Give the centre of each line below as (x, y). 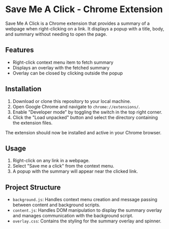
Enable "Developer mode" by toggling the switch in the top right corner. (87, 112)
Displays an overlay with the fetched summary (61, 67)
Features (20, 50)
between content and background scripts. (56, 205)
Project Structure (33, 187)
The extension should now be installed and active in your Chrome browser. (83, 132)
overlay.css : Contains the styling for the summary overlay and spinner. (87, 221)
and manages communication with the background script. (73, 216)
